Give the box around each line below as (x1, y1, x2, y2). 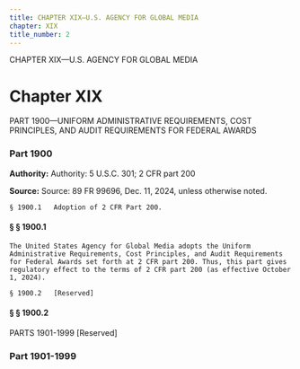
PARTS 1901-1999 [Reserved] (9, 328, 119, 338)
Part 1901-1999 (9, 349, 77, 362)
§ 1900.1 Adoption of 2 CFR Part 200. (9, 203, 163, 212)
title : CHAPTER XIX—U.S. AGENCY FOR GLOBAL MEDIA (9, 13, 199, 22)
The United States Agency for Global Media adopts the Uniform (9, 242, 251, 250)
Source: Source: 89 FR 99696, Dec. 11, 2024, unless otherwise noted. (9, 185, 268, 196)
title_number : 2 (9, 30, 70, 39)
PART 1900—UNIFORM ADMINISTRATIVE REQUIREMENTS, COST (9, 116, 252, 127)
